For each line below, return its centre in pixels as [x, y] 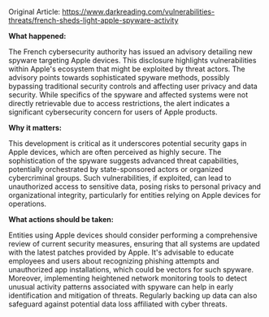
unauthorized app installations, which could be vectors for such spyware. [131, 270]
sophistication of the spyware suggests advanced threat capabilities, [124, 161]
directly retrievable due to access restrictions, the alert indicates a [119, 103]
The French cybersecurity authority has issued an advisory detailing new [131, 51]
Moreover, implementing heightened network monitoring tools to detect [128, 278]
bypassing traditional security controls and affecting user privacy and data [133, 86]
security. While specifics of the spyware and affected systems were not [128, 95]
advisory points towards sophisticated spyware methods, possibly [119, 77]
